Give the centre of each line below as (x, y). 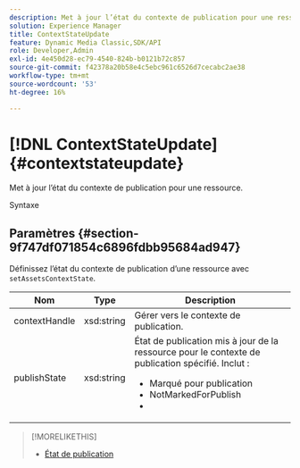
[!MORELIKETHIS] (64, 437)
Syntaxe (25, 205)
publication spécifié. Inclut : (192, 364)
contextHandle (45, 321)
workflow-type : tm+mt (50, 76)
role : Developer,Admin (51, 51)
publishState (40, 378)
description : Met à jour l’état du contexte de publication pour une (142, 17)
